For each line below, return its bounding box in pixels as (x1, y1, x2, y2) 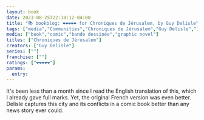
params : (6, 65, 26, 72)
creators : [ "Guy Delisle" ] (6, 43, 75, 49)
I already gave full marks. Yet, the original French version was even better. (6, 94, 191, 101)
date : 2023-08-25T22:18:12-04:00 (6, 15, 91, 21)
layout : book (6, 8, 39, 15)
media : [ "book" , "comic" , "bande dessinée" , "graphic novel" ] (6, 32, 159, 38)
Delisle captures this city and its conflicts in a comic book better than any (6, 101, 189, 108)
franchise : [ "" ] (6, 54, 47, 60)
